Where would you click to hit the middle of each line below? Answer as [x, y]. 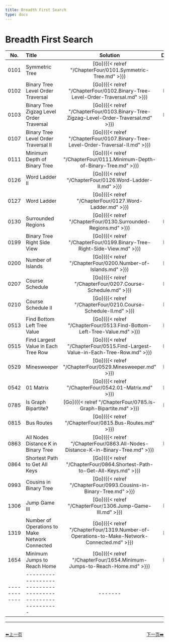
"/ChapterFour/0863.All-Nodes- [110, 444]
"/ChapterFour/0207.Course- [110, 284]
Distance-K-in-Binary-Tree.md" [104, 450]
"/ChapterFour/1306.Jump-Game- [110, 506]
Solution [110, 55]
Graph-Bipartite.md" [104, 409]
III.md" [104, 512]
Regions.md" [104, 228]
